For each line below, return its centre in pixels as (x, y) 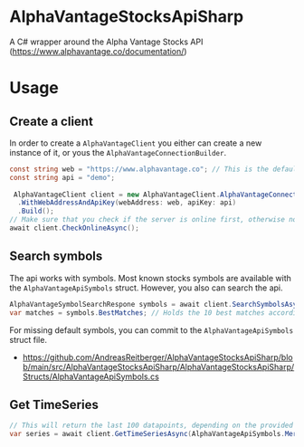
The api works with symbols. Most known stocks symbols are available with (151, 278)
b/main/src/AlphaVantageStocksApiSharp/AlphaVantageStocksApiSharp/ (158, 366)
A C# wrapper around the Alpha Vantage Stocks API (106, 42)
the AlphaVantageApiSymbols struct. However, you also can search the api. (146, 288)
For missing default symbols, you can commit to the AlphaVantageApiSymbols (152, 330)
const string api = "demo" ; (62, 177)
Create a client (51, 121)
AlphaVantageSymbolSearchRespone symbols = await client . (121, 304)
